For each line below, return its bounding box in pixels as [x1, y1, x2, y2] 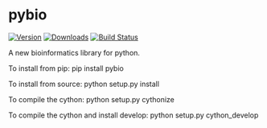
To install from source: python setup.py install [8, 79, 159, 89]
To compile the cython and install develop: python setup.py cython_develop [8, 110, 259, 120]
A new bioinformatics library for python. [8, 47, 141, 57]
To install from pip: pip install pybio [8, 63, 125, 73]
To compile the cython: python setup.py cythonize [8, 94, 175, 104]
